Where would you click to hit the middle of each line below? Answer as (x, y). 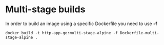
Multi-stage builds (45, 9)
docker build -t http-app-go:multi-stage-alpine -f (61, 33)
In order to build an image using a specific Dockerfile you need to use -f (81, 24)
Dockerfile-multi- (139, 33)
